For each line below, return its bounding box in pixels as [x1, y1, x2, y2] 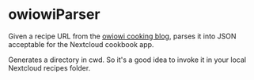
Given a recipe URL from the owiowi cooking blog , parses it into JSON [8, 31, 237, 41]
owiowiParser [8, 5, 100, 24]
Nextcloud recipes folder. [8, 63, 91, 72]
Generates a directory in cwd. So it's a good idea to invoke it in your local [8, 55, 247, 64]
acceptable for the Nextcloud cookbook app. [8, 39, 154, 49]
